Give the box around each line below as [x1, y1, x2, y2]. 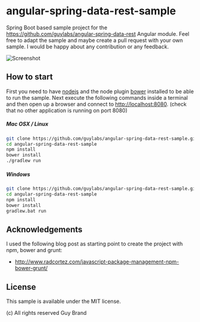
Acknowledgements [6, 224, 83, 234]
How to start [6, 72, 53, 82]
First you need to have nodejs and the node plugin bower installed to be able [6, 88, 194, 95]
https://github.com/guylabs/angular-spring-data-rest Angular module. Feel [6, 30, 189, 37]
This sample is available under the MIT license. [6, 298, 121, 305]
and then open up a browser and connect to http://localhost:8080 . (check [6, 100, 187, 108]
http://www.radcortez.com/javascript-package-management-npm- [14, 258, 180, 265]
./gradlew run [6, 158, 42, 164]
